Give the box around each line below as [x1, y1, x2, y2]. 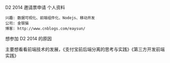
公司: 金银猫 [5, 21, 29, 26]
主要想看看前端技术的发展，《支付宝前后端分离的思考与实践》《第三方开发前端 [5, 46, 165, 52]
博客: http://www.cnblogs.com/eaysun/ [5, 26, 86, 31]
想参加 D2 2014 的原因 [5, 36, 52, 41]
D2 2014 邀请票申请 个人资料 [5, 5, 65, 10]
